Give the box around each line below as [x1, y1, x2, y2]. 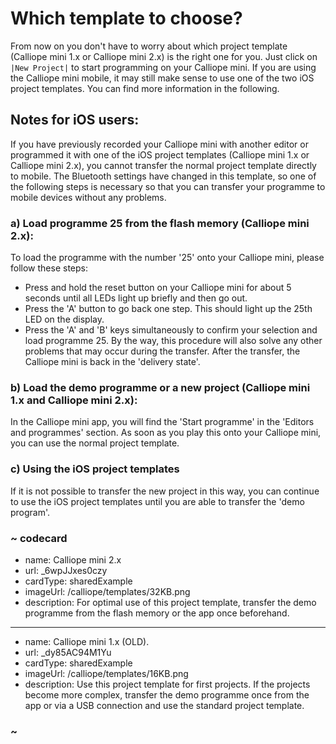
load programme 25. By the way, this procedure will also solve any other [24, 335, 323, 347]
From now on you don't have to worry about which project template [10, 40, 288, 52]
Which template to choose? [10, 7, 243, 30]
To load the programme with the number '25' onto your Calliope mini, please [10, 252, 325, 264]
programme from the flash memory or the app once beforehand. [24, 607, 290, 619]
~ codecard [10, 531, 68, 545]
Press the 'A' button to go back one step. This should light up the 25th [24, 303, 313, 315]
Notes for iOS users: [10, 112, 140, 129]
